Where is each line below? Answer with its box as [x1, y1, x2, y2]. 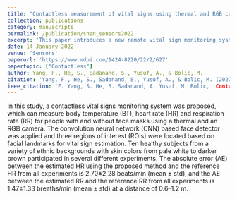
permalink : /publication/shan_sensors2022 [7, 30, 134, 37]
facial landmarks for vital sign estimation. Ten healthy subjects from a [7, 139, 209, 148]
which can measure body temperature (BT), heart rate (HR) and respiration [7, 109, 224, 118]
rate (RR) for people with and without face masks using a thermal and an [7, 117, 218, 126]
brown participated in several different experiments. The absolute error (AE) [7, 155, 228, 163]
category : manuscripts [7, 23, 74, 30]
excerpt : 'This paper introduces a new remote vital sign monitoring [7, 37, 217, 44]
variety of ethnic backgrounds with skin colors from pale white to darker [7, 147, 217, 155]
